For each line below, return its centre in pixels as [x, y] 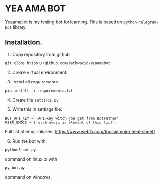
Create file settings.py [35, 100]
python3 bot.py [21, 150]
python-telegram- [141, 22]
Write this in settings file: [37, 109]
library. [20, 27]
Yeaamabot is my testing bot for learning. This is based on [64, 22]
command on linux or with [31, 159]
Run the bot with [29, 141]
